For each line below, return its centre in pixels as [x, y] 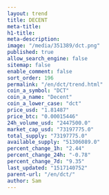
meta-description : [33, 39]
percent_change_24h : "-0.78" [49, 155]
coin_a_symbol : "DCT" [38, 91]
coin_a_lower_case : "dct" [44, 104]
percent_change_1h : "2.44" [46, 149]
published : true [30, 53]
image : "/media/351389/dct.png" [53, 46]
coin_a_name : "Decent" [40, 98]
